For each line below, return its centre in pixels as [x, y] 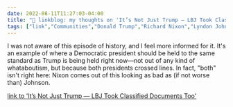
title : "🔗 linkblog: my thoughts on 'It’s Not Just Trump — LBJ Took [110, 20]
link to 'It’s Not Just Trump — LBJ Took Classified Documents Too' [102, 96]
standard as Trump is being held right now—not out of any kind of [101, 61]
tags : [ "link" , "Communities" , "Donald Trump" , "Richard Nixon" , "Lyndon [110, 26]
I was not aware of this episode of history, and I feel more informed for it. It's [116, 46]
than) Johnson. [29, 83]
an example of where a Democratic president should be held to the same [111, 53]
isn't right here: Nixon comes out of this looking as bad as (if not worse [109, 75]
